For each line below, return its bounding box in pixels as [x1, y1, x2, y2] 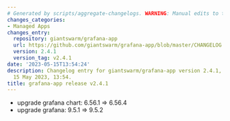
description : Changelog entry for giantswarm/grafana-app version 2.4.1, [7, 67, 222, 74]
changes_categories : [7, 16, 66, 23]
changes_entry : [7, 29, 51, 36]
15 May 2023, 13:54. [13, 73, 72, 81]
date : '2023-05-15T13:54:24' [7, 61, 90, 68]
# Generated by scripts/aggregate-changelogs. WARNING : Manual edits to [7, 10, 219, 17]
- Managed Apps [7, 23, 51, 29]
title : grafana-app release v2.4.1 [7, 80, 109, 87]
